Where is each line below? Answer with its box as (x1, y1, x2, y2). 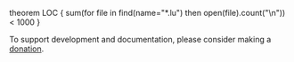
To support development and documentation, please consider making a (9, 35, 272, 44)
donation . (9, 43, 45, 54)
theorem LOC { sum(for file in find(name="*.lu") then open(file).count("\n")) (9, 8, 286, 18)
